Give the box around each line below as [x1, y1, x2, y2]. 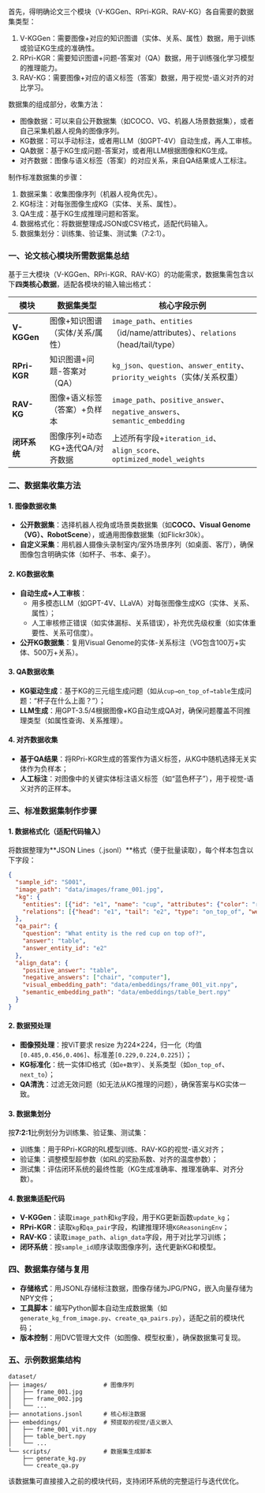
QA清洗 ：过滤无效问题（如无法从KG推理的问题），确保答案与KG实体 [19, 1079, 240, 1088]
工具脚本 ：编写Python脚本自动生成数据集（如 [19, 1303, 168, 1312]
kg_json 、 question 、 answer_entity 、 [111, 360, 249, 371]
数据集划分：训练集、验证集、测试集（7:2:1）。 [19, 229, 170, 238]
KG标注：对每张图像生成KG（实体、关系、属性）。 [19, 200, 181, 208]
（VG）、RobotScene [19, 530, 89, 539]
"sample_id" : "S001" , [15, 879, 87, 886]
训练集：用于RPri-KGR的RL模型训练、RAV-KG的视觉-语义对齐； [19, 1144, 226, 1154]
